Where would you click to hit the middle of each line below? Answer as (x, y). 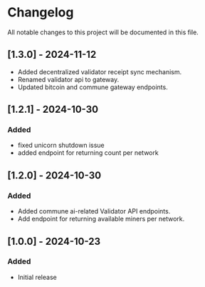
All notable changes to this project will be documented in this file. (103, 32)
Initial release (37, 277)
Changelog (41, 12)
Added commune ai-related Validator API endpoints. (94, 211)
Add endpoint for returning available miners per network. (101, 219)
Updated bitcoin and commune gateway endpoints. (93, 87)
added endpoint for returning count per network (88, 153)
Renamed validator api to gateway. (68, 79)
